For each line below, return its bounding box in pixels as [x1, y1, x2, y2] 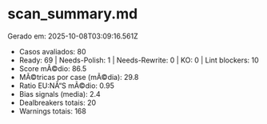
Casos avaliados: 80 [18, 46, 86, 56]
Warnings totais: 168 [18, 106, 87, 116]
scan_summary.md [7, 5, 138, 23]
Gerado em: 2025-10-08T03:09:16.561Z [7, 31, 139, 41]
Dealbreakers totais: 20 [18, 98, 97, 107]
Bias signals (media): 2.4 [18, 89, 101, 98]
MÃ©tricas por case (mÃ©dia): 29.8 [18, 72, 139, 82]
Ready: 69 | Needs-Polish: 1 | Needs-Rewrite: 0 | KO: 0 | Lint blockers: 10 [18, 55, 259, 65]
